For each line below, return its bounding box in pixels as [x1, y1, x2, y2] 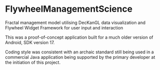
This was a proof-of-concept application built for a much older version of [5, 34, 154, 40]
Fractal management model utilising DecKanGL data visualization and [5, 20, 146, 25]
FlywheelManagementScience [5, 3, 133, 15]
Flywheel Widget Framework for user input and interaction [5, 24, 123, 30]
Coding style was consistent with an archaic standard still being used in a [5, 49, 154, 55]
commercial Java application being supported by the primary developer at [5, 54, 156, 60]
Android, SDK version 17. [5, 39, 55, 45]
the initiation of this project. [5, 59, 61, 65]
